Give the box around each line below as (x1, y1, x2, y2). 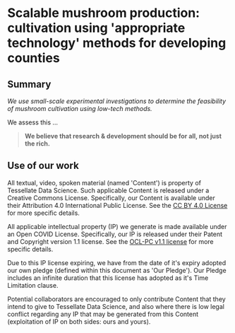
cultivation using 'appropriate (7, 20, 186, 36)
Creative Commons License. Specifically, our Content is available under (7, 193, 215, 202)
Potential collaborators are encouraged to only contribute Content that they (7, 295, 226, 303)
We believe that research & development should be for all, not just (24, 132, 222, 140)
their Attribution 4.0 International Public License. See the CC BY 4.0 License (7, 201, 228, 209)
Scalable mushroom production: (7, 5, 200, 21)
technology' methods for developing (7, 35, 227, 51)
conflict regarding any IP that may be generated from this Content (7, 310, 199, 318)
